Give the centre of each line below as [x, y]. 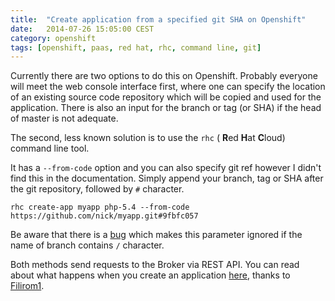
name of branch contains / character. [87, 245]
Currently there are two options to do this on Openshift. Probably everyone [164, 76]
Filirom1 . [27, 286]
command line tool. [50, 148]
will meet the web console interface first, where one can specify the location [168, 87]
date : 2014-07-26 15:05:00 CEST [82, 29]
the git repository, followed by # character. [97, 189]
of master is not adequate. [64, 118]
